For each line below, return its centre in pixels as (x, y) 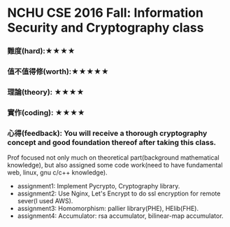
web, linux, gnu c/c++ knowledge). (57, 172)
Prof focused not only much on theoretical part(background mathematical (113, 158)
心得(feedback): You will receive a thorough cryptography (107, 133)
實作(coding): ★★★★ (46, 112)
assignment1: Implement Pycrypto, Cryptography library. (99, 186)
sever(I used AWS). (45, 201)
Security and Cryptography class (106, 28)
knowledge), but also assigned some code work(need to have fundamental (115, 165)
